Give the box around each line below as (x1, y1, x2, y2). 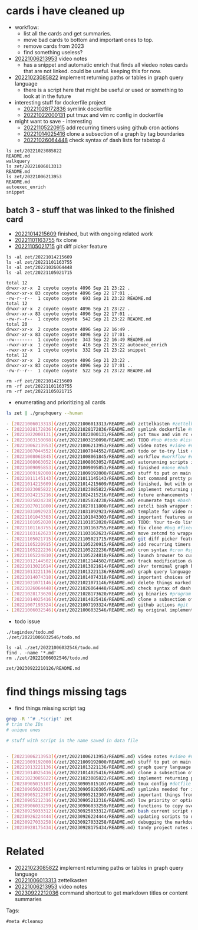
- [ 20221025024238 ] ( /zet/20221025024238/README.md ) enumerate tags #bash (6, 497, 192, 503)
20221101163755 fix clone (14, 236, 77, 243)
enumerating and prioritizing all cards (14, 398, 106, 405)
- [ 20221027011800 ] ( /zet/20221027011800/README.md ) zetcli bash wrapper (6, 503, 189, 509)
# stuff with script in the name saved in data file (6, 738, 138, 744)
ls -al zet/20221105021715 (6, 270, 72, 276)
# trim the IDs (6, 722, 44, 728)
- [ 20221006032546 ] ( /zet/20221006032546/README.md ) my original (6, 607, 167, 613)
